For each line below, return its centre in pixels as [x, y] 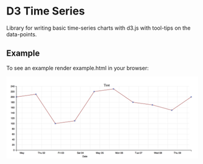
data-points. [22, 34]
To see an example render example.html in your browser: [77, 68]
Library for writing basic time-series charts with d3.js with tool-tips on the [98, 28]
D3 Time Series [46, 11]
